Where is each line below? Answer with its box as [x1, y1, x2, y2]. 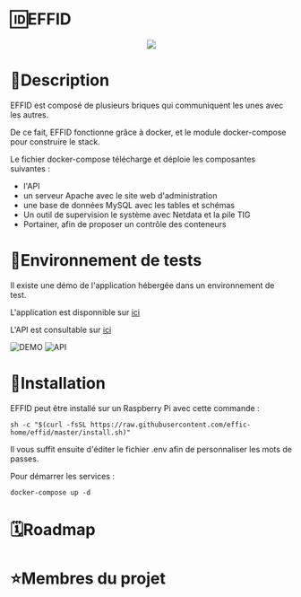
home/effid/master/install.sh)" [10, 427, 131, 437]
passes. [10, 453, 39, 464]
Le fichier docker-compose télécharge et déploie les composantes [10, 154, 256, 164]
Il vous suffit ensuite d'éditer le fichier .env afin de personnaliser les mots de [10, 443, 292, 454]
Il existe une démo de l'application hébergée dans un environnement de [10, 279, 275, 291]
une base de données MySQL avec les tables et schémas [22, 199, 236, 210]
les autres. [10, 109, 49, 120]
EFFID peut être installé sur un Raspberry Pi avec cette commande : [10, 402, 260, 413]
